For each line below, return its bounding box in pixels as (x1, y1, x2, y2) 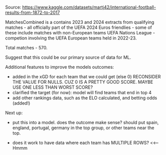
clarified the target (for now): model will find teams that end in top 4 (12, 90, 152, 95)
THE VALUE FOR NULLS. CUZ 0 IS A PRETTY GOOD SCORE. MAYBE (12, 79, 154, 85)
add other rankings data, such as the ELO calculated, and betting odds (12, 95, 158, 101)
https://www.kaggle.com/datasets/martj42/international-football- (22, 4, 156, 10)
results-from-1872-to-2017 (5, 9, 60, 15)
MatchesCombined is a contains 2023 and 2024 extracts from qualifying (5, 19, 155, 25)
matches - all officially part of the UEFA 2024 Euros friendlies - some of (5, 24, 152, 30)
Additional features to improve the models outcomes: (5, 64, 114, 70)
